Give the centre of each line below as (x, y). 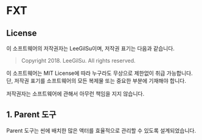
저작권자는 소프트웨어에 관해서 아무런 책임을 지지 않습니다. (75, 94)
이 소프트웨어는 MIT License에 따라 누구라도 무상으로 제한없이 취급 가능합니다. (99, 73)
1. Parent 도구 (31, 115)
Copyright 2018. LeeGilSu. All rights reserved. (78, 61)
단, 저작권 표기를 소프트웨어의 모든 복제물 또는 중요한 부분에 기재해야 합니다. (96, 81)
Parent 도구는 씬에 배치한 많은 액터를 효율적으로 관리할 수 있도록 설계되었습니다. (101, 130)
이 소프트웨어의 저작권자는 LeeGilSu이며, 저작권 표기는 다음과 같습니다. (91, 48)
